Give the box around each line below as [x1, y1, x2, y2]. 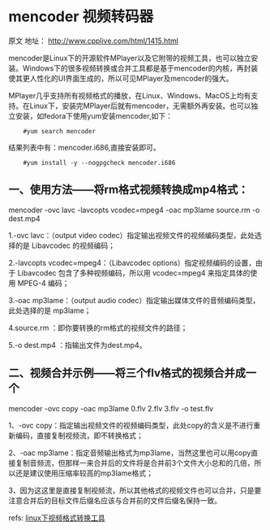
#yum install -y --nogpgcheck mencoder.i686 [23, 159, 176, 167]
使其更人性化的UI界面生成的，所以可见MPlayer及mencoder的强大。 [8, 73, 234, 83]
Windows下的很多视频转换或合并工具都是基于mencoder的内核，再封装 [22, 63, 259, 73]
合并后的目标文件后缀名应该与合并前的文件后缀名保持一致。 [22, 495, 221, 505]
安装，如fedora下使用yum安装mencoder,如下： [15, 111, 173, 120]
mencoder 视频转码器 [8, 7, 154, 26]
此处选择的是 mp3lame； [8, 306, 92, 315]
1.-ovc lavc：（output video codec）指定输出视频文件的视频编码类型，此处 [8, 230, 255, 240]
